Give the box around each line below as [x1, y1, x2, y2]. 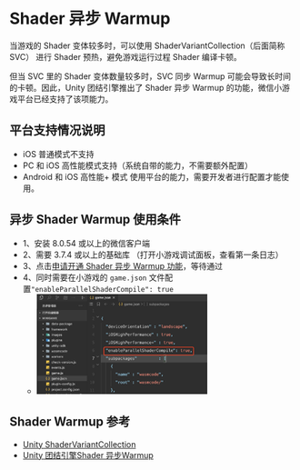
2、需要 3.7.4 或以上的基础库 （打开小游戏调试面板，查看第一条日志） [22, 249, 284, 260]
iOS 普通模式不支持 [22, 148, 95, 159]
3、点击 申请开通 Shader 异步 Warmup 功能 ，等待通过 [22, 260, 223, 271]
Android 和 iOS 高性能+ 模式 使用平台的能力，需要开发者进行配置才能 [22, 171, 282, 182]
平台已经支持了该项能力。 [16, 93, 114, 105]
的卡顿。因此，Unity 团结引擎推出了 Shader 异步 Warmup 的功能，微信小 [9, 82, 283, 93]
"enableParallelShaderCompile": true [30, 285, 175, 294]
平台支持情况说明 [9, 123, 105, 138]
